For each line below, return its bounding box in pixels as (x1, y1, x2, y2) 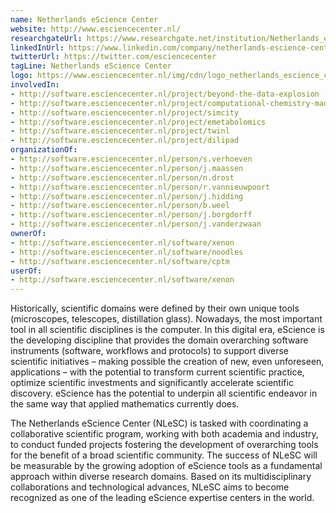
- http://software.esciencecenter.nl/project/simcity (10, 107, 240, 118)
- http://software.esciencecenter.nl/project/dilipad (10, 136, 240, 146)
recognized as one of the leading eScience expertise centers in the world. (10, 492, 315, 504)
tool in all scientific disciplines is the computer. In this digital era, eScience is (10, 324, 325, 336)
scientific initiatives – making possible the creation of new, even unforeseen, (10, 356, 325, 368)
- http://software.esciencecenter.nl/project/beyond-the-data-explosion (10, 89, 320, 99)
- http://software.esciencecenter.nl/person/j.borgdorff (10, 210, 253, 220)
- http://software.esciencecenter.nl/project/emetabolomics (10, 117, 267, 127)
